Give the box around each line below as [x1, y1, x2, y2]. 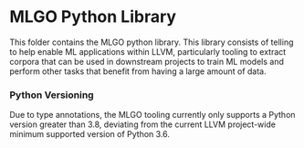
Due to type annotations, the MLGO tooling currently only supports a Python [9, 110, 296, 121]
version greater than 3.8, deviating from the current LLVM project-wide [9, 119, 277, 130]
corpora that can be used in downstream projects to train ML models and [9, 56, 285, 67]
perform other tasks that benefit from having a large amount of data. [9, 66, 267, 77]
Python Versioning [9, 89, 94, 101]
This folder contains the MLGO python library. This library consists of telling [9, 37, 294, 48]
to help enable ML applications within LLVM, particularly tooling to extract [9, 46, 287, 57]
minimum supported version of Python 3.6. [9, 129, 171, 140]
